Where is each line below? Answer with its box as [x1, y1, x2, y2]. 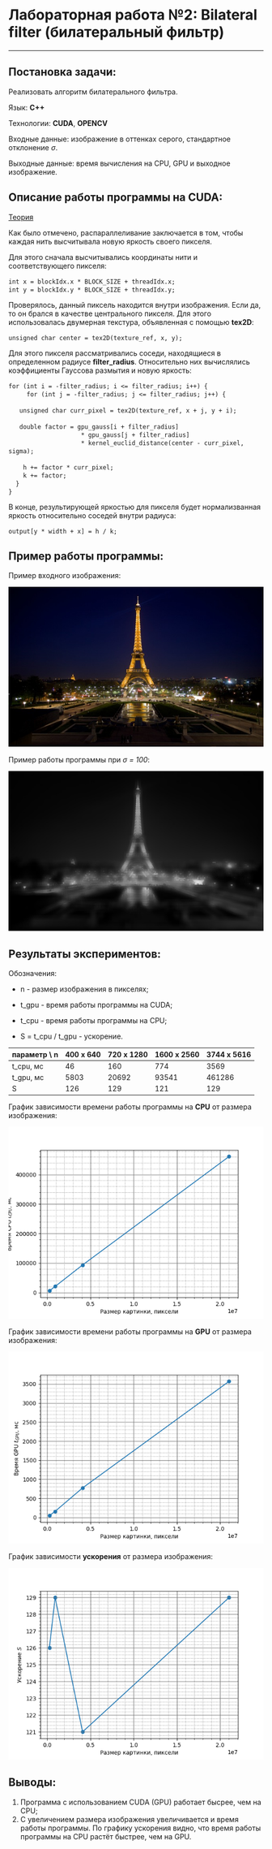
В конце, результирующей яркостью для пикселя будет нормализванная [8, 502, 261, 512]
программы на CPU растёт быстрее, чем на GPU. [19, 1831, 192, 1841]
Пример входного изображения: [8, 571, 121, 581]
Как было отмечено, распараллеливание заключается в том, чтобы [8, 227, 244, 237]
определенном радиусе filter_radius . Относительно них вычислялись [8, 356, 250, 366]
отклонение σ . [8, 142, 58, 152]
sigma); [8, 447, 35, 456]
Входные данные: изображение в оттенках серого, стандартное [8, 134, 231, 144]
